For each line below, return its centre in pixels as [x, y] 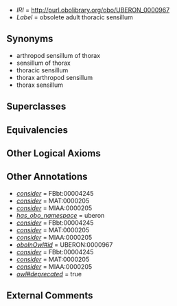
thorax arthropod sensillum [55, 77]
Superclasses [36, 106]
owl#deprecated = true [49, 274]
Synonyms [30, 39]
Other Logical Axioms [54, 153]
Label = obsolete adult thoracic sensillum [74, 17]
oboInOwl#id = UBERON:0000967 [64, 245]
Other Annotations [47, 177]
